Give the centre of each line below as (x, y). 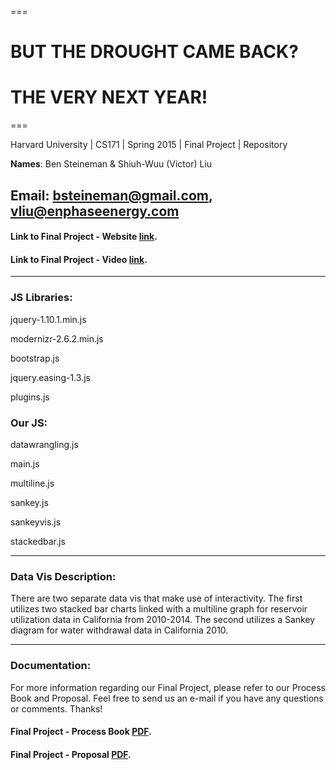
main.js (25, 463)
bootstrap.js (35, 358)
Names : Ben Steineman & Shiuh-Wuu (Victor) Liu (111, 164)
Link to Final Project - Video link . (79, 259)
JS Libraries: (41, 298)
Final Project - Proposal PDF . (71, 754)
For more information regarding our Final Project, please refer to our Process (168, 687)
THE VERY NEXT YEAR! (109, 97)
